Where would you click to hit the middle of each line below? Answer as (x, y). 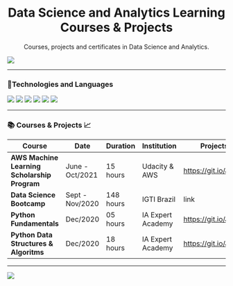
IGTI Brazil (158, 199)
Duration (121, 146)
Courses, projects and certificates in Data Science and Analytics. (116, 47)
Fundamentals (35, 224)
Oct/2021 (82, 175)
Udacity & (158, 166)
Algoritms (27, 252)
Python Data (32, 235)
